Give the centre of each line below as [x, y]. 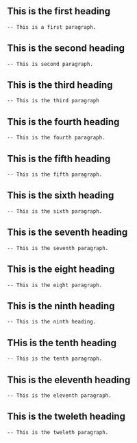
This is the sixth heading [61, 195]
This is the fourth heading [63, 122]
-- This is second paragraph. [50, 64]
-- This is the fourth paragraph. [57, 138]
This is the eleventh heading [69, 379]
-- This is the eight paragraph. [55, 285]
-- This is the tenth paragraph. [55, 359]
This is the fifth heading [59, 158]
